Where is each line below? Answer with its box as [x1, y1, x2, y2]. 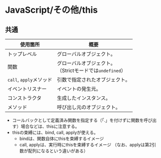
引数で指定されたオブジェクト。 [57, 76, 130, 83]
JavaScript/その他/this [5, 4, 98, 16]
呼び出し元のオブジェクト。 [57, 104, 121, 111]
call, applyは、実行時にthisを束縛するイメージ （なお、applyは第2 [19, 142, 152, 147]
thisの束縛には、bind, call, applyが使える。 [12, 130, 99, 135]
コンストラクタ [7, 95, 42, 101]
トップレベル [7, 51, 38, 57]
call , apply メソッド [7, 76, 53, 83]
